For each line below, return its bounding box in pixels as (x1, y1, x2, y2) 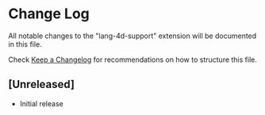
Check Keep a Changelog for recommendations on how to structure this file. (8, 55, 258, 64)
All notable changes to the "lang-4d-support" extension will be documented (8, 31, 257, 40)
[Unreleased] (8, 78, 75, 91)
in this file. (8, 39, 42, 48)
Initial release (19, 98, 63, 108)
